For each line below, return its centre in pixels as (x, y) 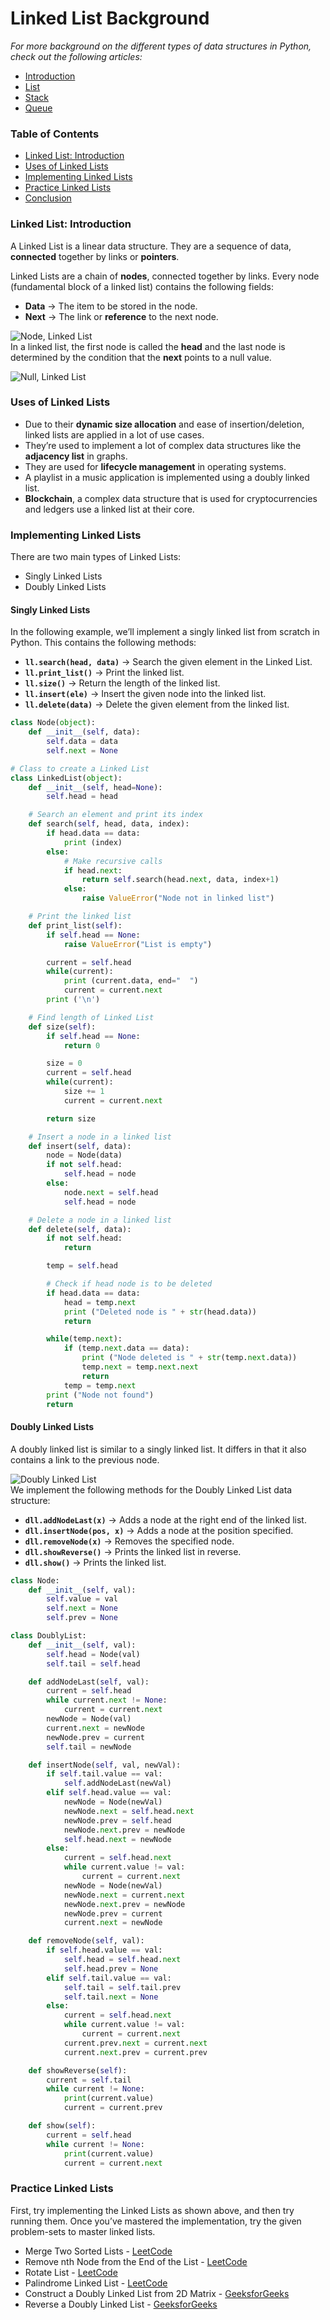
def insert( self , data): (80, 1146)
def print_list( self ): (75, 925)
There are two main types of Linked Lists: (96, 557)
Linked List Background (110, 18)
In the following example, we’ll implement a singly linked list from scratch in (165, 632)
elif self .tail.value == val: (109, 1978)
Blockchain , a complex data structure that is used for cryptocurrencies (171, 498)
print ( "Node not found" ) (100, 1395)
